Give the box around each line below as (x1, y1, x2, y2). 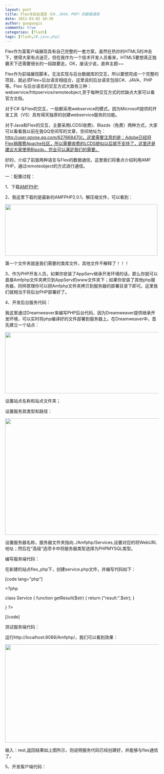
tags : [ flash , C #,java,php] (5, 35, 60, 40)
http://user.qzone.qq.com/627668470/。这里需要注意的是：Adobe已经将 (5, 134, 152, 140)
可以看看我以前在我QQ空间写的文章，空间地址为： (5, 128, 106, 134)
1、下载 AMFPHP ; (5, 183, 39, 189)
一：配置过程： (5, 173, 35, 179)
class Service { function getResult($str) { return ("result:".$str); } (5, 595, 135, 601)
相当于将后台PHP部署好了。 (13, 289, 70, 295)
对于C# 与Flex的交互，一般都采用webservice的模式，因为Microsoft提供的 (5, 105, 153, 111)
